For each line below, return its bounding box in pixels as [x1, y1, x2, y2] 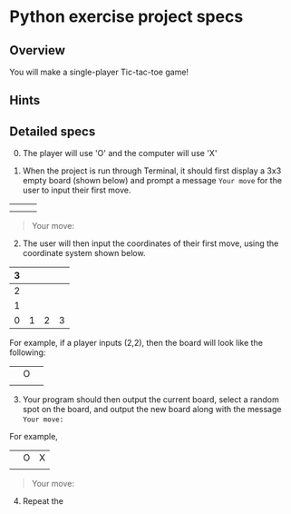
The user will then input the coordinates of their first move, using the [22, 238, 279, 249]
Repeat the [22, 496, 64, 507]
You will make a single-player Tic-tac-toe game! [9, 66, 189, 77]
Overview [9, 43, 66, 58]
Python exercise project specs [9, 6, 244, 27]
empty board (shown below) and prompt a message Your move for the [22, 175, 283, 186]
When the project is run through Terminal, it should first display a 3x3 [22, 165, 282, 176]
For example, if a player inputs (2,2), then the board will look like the [9, 338, 263, 349]
